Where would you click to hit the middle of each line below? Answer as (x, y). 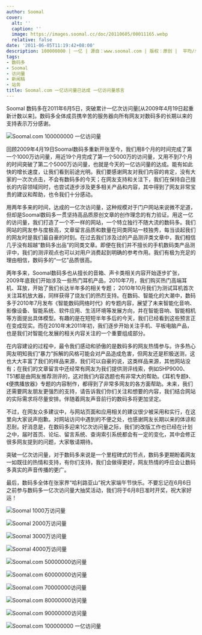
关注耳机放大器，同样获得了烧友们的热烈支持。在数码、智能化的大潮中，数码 (101, 295)
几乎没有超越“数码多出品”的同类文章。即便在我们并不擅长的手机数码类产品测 (101, 244)
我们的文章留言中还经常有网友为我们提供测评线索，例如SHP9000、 (105, 368)
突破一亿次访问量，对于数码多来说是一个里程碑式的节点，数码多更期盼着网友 (101, 455)
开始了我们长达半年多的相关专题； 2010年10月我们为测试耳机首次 (113, 288)
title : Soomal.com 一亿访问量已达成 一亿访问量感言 (66, 91)
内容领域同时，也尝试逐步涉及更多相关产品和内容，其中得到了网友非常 (103, 187)
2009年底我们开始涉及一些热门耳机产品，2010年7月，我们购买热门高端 (94, 280)
